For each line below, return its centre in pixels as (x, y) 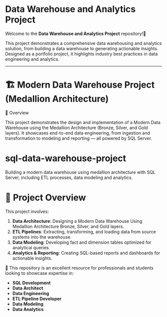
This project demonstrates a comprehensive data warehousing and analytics (83, 43)
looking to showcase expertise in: (40, 273)
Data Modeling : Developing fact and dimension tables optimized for (82, 242)
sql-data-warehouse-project (66, 158)
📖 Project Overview (45, 197)
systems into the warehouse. (42, 237)
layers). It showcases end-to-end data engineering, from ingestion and (78, 133)
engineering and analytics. (32, 59)
